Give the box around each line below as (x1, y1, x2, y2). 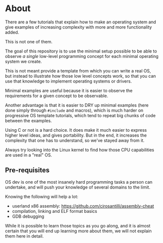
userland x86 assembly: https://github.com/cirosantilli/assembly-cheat (12, 203, 154, 209)
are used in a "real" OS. (5, 152, 53, 158)
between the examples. (5, 118, 52, 123)
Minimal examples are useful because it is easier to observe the (5, 87, 133, 93)
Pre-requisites (5, 166, 50, 174)
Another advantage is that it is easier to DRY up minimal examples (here (5, 102, 149, 108)
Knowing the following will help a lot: (5, 193, 79, 199)
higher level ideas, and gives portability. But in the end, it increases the (5, 132, 147, 138)
